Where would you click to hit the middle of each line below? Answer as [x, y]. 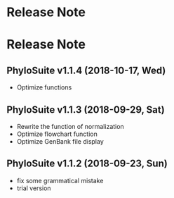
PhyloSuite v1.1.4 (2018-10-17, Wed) [86, 70]
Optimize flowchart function [57, 134]
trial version [34, 188]
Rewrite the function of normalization [70, 126]
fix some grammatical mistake [60, 180]
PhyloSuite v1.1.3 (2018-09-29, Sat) [86, 110]
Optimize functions [44, 87]
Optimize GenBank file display [60, 141]
